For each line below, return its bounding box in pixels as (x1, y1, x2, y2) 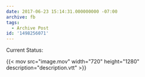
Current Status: (6, 46, 43, 53)
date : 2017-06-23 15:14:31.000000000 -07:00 (6, 8, 118, 15)
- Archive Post (11, 25, 49, 31)
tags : (6, 19, 20, 25)
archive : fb (6, 14, 36, 20)
